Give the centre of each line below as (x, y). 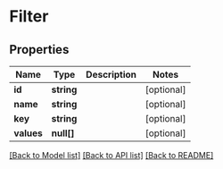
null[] (63, 133)
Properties (39, 50)
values (28, 133)
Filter (29, 17)
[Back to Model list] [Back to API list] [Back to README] (111, 155)
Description (111, 75)
